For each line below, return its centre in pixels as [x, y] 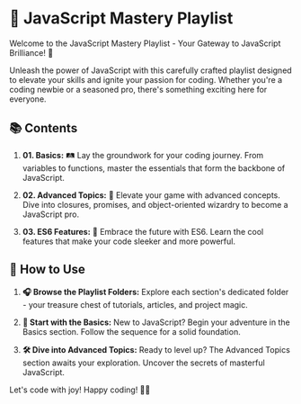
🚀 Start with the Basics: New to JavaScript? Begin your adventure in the [156, 322]
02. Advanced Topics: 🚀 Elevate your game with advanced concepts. [151, 195]
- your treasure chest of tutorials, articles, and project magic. [135, 304]
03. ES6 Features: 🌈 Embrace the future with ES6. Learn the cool [143, 231]
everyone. [28, 99]
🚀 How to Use [47, 269]
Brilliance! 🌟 [31, 52]
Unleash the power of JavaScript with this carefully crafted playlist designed [150, 70]
